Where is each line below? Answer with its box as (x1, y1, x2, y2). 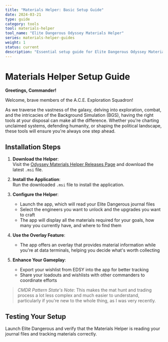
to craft (19, 212, 35, 218)
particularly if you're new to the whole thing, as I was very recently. (17, 298, 156, 304)
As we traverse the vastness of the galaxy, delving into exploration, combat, (5, 107, 161, 113)
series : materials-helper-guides (5, 36, 75, 41)
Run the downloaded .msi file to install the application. (12, 182, 124, 188)
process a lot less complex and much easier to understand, (17, 292, 139, 298)
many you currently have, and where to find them (19, 223, 121, 229)
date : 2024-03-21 (5, 12, 41, 17)
